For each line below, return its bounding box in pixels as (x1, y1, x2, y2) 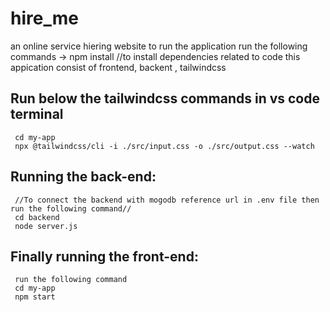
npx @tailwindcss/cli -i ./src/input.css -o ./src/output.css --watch (14, 141, 315, 151)
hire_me (10, 7, 79, 30)
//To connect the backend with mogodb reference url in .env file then (14, 195, 320, 205)
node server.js (14, 221, 78, 231)
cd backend (14, 212, 60, 222)
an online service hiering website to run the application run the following (10, 40, 308, 52)
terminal (10, 106, 64, 123)
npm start (14, 292, 56, 302)
